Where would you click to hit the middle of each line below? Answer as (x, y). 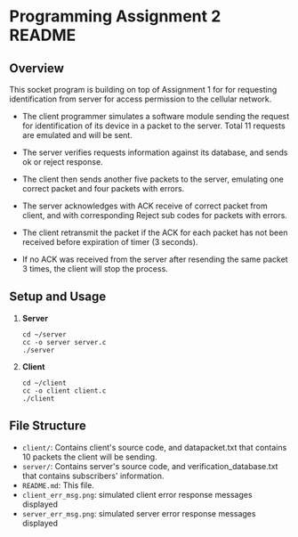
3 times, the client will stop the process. (95, 268)
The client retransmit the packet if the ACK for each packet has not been (155, 232)
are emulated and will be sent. (77, 135)
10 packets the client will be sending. (89, 457)
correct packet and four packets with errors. (103, 188)
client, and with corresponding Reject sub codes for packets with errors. (154, 215)
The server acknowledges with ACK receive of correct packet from (145, 206)
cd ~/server (44, 334)
